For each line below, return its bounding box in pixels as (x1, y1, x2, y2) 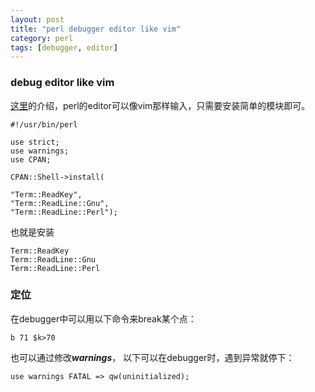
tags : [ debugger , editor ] (10, 42, 118, 53)
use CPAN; (10, 154, 52, 165)
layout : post (10, 14, 65, 25)
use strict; (10, 137, 60, 147)
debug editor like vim (10, 76, 115, 90)
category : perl (10, 33, 74, 43)
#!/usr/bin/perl (10, 119, 78, 130)
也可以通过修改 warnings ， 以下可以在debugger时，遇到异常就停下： (10, 351, 295, 363)
